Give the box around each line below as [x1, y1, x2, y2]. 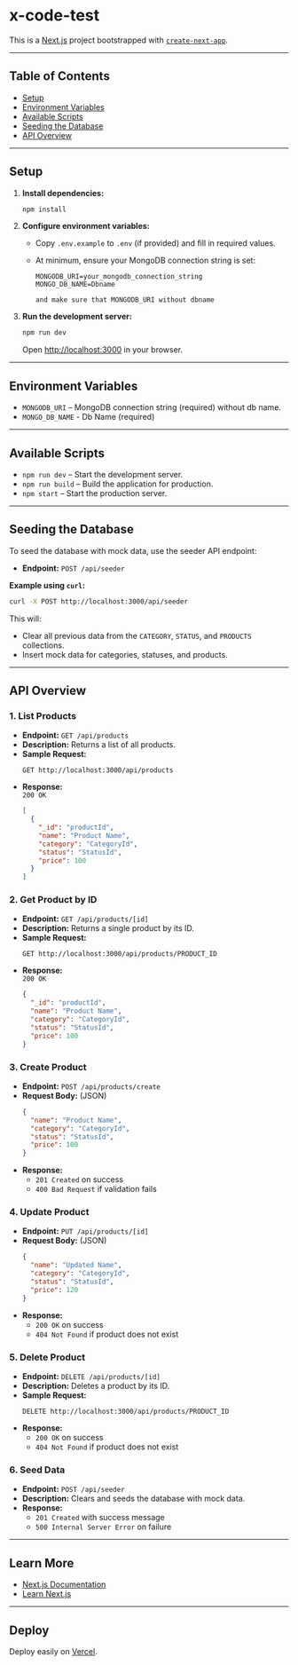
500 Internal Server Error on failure [35, 1521, 172, 1532]
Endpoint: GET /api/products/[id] [21, 913, 149, 924]
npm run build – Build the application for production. [21, 478, 214, 489]
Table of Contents [9, 68, 111, 84]
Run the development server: [21, 312, 133, 322]
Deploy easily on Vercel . [9, 1645, 98, 1656]
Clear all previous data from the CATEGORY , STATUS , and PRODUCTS [21, 630, 252, 641]
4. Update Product [9, 1206, 90, 1219]
